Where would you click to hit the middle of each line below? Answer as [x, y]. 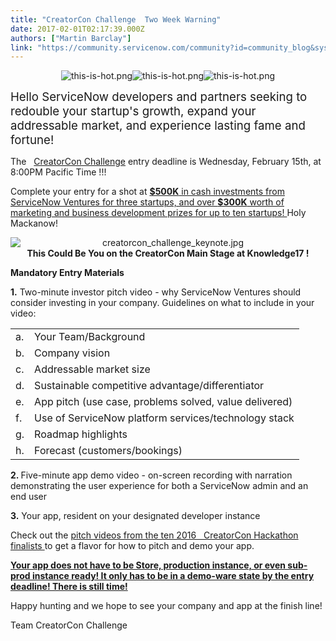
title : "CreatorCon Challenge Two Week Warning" [116, 19]
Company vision [72, 353]
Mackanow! [34, 223]
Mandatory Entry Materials [67, 273]
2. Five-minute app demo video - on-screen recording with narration [151, 475]
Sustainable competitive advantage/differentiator [149, 386]
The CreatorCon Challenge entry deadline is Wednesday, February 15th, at [166, 162]
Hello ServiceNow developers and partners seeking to [159, 97]
